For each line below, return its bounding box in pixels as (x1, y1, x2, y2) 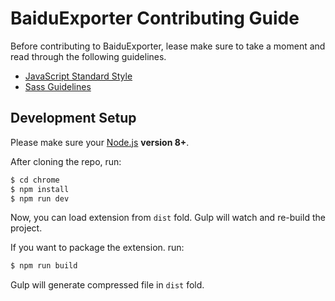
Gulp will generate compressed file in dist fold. (10, 279, 205, 291)
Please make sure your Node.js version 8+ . (10, 136, 190, 148)
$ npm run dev (10, 193, 70, 204)
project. (10, 222, 43, 234)
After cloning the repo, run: (10, 155, 122, 167)
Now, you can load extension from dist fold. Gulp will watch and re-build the (10, 212, 326, 224)
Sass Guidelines (24, 80, 92, 92)
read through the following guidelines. (10, 50, 167, 62)
